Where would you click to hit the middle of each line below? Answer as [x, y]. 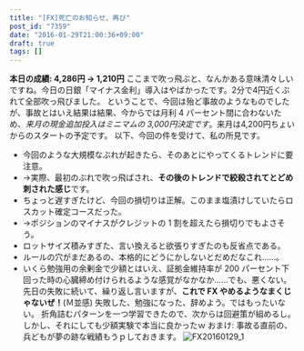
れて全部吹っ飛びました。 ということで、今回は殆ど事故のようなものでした [150, 102]
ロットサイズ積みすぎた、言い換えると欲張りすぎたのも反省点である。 [154, 246]
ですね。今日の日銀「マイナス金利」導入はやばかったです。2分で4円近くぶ [150, 90]
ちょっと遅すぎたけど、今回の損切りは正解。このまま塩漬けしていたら [154, 200]
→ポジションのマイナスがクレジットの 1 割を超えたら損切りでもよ [146, 223]
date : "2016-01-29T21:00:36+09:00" [77, 35]
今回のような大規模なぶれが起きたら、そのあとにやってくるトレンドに [154, 155]
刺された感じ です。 [58, 189]
